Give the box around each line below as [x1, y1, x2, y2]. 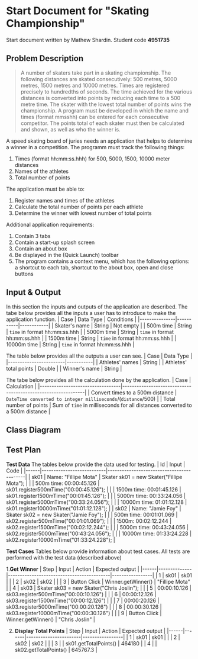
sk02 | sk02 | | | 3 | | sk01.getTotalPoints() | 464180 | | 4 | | [14, 639, 157, 647]
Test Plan [6, 445, 41, 455]
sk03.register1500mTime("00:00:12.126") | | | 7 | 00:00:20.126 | [6, 597, 160, 604]
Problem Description [6, 53, 84, 63]
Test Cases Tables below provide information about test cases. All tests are [6, 548, 190, 555]
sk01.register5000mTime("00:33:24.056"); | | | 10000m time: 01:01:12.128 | [6, 499, 187, 506]
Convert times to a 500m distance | [90, 389, 177, 396]
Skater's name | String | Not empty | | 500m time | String [54, 322, 192, 329]
